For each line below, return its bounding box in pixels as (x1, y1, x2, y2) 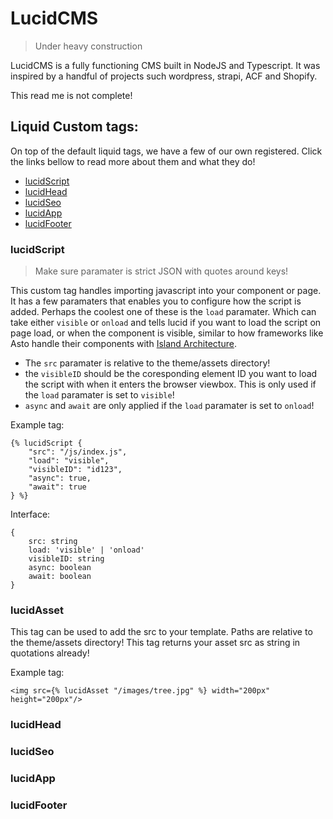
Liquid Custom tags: (10, 118, 139, 136)
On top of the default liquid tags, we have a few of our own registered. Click (10, 145, 323, 157)
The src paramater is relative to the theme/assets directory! (24, 357, 271, 369)
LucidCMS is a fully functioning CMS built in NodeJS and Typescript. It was (10, 59, 321, 71)
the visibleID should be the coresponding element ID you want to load (24, 368, 318, 380)
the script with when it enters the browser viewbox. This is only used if (24, 378, 317, 391)
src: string (28, 537, 78, 547)
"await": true (28, 482, 87, 492)
